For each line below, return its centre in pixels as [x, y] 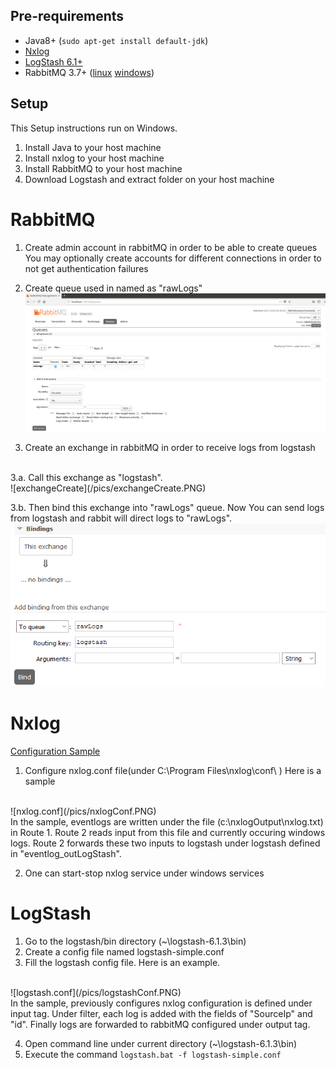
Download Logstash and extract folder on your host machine [149, 179]
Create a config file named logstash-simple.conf [124, 951]
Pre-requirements [67, 16]
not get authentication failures [86, 268]
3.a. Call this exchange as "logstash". [86, 478]
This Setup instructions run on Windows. [94, 128]
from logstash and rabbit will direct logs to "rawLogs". [121, 518]
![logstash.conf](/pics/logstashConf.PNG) [96, 992]
